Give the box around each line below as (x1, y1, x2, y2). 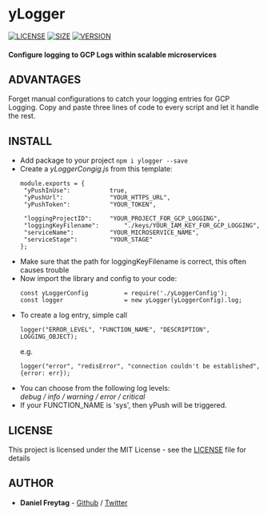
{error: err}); (19, 369, 71, 377)
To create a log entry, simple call (19, 310, 128, 320)
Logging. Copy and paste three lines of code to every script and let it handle (8, 103, 259, 112)
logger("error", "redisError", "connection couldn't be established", (19, 362, 261, 371)
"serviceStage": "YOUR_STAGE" (23, 235, 153, 244)
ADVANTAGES (8, 73, 82, 87)
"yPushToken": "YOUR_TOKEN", (23, 201, 157, 209)
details (8, 453, 30, 463)
